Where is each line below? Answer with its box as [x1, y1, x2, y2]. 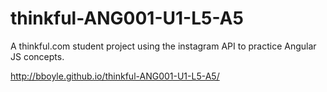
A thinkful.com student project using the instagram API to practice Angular [10, 40, 317, 52]
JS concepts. [10, 50, 65, 62]
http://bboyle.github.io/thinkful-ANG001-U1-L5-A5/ [10, 70, 220, 82]
